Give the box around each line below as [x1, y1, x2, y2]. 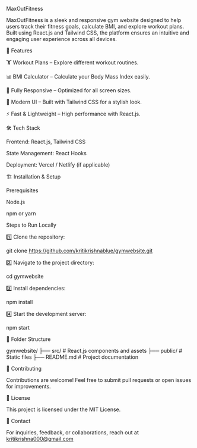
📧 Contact [6, 418, 31, 424]
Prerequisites [6, 187, 39, 194]
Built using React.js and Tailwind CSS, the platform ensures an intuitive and [6, 29, 190, 36]
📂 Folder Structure [6, 336, 51, 343]
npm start [6, 324, 30, 331]
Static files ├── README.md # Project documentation [6, 353, 138, 361]
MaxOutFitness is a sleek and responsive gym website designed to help [6, 17, 182, 23]
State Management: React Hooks [6, 150, 87, 156]
